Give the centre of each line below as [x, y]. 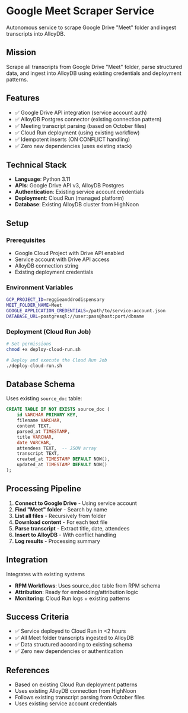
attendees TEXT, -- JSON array [57, 448]
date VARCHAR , [34, 442]
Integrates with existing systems [45, 574]
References [28, 670]
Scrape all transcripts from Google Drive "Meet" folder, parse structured [94, 67]
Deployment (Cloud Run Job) [49, 331]
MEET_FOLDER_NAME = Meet [34, 305]
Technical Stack [36, 165]
